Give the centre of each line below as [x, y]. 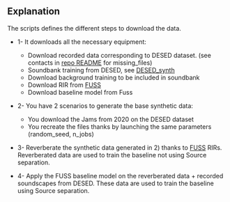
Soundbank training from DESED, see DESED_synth [101, 70]
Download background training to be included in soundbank [114, 77]
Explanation [34, 11]
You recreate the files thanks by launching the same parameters [120, 126]
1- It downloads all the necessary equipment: [82, 42]
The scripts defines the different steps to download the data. [94, 28]
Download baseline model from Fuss [80, 92]
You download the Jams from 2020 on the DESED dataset [110, 119]
